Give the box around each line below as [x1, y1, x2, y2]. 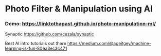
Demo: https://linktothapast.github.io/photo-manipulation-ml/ [5, 21, 156, 27]
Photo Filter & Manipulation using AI [5, 3, 153, 14]
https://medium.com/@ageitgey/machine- [67, 41, 152, 46]
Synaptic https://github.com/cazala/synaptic [5, 31, 94, 37]
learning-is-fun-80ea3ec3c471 [5, 45, 67, 51]
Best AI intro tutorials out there [5, 41, 67, 46]
